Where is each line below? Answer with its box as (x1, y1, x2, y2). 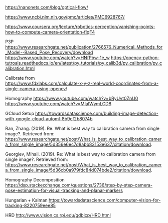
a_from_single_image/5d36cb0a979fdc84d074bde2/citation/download (5, 167, 151, 173)
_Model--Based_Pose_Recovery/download (5, 50, 93, 55)
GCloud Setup (5, 110, 34, 116)
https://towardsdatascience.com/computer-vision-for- (48, 197, 161, 203)
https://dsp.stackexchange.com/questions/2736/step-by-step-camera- (5, 182, 153, 188)
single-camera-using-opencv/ (5, 86, 68, 92)
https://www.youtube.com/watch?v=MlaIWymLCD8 (5, 101, 112, 107)
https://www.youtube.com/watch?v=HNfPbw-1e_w (5, 55, 110, 61)
